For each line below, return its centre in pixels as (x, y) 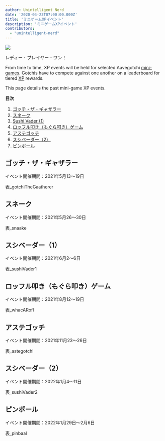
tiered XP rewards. (24, 78)
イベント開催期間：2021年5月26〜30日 (46, 217)
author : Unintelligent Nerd (35, 10)
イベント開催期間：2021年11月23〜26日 (46, 341)
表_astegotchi (19, 351)
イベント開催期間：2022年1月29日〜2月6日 (50, 422)
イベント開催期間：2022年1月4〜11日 (44, 381)
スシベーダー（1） (33, 245)
